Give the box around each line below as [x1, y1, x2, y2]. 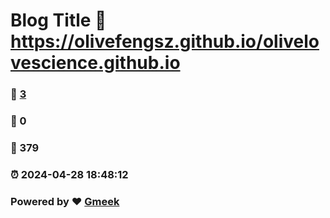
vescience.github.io [10, 52, 181, 74]
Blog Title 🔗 [10, 9, 107, 32]
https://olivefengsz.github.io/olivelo [10, 30, 320, 53]
